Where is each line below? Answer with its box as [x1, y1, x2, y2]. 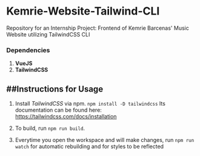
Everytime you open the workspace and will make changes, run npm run [15, 137, 195, 144]
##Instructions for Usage [6, 84, 104, 94]
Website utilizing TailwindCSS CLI [6, 30, 90, 38]
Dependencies [6, 46, 50, 54]
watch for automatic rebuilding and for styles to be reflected [15, 143, 164, 150]
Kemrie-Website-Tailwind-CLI [6, 4, 160, 18]
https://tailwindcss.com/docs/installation [15, 113, 117, 120]
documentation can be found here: [15, 106, 102, 114]
